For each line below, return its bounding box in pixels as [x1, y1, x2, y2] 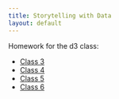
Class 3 [19, 57, 45, 66]
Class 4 [19, 65, 45, 74]
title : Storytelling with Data [8, 11, 112, 20]
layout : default [8, 19, 62, 27]
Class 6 [19, 81, 45, 92]
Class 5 [19, 73, 45, 83]
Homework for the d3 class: [8, 41, 99, 50]
